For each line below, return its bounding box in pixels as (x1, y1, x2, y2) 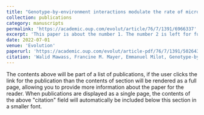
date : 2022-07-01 (6, 37, 50, 43)
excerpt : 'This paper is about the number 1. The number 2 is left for (6, 31, 191, 38)
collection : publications (6, 15, 72, 21)
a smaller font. (6, 102, 42, 110)
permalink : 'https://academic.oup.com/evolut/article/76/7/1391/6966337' (6, 25, 197, 32)
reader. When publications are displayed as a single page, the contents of (6, 90, 191, 97)
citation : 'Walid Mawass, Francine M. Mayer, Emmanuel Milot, (6, 54, 167, 60)
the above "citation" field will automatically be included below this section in (6, 96, 197, 103)
